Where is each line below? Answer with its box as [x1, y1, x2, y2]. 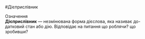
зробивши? [5, 29, 28, 34]
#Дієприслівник [5, 4, 38, 10]
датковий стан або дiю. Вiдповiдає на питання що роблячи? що [5, 24, 136, 29]
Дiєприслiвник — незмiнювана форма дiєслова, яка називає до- [5, 19, 141, 24]
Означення [5, 13, 28, 19]
